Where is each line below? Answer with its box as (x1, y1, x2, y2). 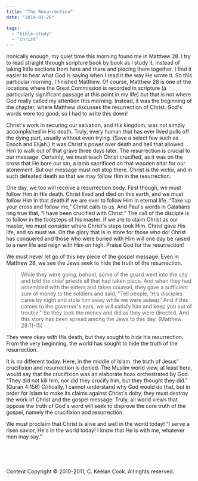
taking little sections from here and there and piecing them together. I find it (6, 65, 192, 72)
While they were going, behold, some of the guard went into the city (20, 271, 188, 279)
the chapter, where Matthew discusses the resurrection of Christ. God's (6, 104, 182, 111)
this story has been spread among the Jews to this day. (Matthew (20, 316, 182, 323)
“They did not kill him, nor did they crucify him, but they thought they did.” (6, 377, 188, 384)
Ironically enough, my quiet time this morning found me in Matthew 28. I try (6, 53, 191, 60)
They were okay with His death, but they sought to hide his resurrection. (6, 334, 184, 341)
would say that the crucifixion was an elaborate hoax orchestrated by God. (6, 371, 190, 378)
